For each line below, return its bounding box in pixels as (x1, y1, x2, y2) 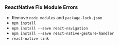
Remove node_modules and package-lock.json (11, 15, 102, 21)
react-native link (11, 36, 49, 41)
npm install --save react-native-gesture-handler (11, 31, 115, 36)
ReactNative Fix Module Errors (4, 4, 78, 11)
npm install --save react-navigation (11, 26, 88, 31)
